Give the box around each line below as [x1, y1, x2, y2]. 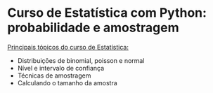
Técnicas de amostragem [17, 71, 91, 80]
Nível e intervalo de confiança [17, 64, 105, 72]
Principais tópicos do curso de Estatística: [7, 43, 129, 51]
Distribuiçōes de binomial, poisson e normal [17, 56, 145, 64]
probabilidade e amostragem [7, 20, 179, 36]
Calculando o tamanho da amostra [17, 78, 117, 87]
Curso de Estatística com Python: [7, 5, 207, 21]
